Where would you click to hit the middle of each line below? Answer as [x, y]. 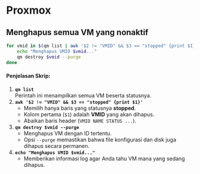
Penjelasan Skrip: [28, 76]
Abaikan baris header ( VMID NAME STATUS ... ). [80, 121]
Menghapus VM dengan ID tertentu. [68, 133]
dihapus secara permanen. [57, 145]
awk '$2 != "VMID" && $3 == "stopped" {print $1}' [79, 102]
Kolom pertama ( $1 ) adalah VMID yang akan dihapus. [89, 114]
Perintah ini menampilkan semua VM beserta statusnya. [83, 95]
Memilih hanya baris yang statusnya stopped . [80, 108]
